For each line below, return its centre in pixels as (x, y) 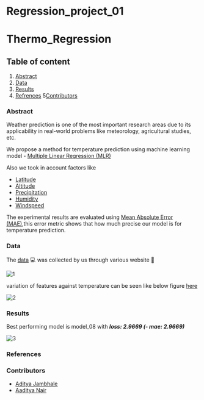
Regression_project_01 (65, 11)
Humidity (27, 199)
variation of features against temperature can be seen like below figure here (102, 285)
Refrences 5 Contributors (46, 96)
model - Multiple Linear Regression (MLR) (59, 156)
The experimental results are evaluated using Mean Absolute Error (90, 217)
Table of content (38, 61)
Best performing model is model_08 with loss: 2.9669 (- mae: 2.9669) (96, 327)
